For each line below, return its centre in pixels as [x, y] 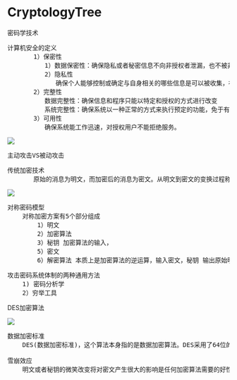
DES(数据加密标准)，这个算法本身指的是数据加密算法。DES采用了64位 [124, 345]
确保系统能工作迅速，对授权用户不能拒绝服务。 [113, 127]
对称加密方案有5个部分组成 [61, 216]
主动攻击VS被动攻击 [36, 155]
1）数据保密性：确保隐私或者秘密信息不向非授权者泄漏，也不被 [136, 65]
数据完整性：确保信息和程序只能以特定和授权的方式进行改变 [131, 100]
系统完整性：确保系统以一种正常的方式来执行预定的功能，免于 [134, 109]
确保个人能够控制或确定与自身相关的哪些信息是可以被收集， [142, 83]
